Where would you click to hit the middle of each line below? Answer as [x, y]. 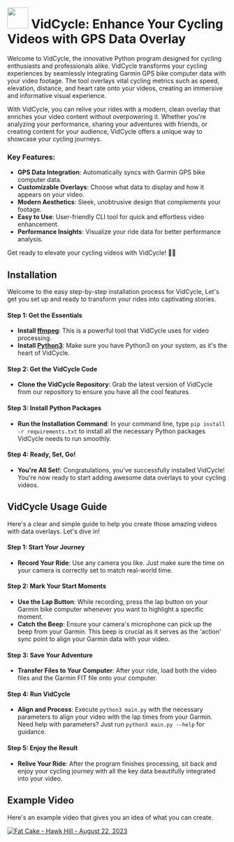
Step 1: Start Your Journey [46, 547]
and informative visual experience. [57, 95]
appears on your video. [51, 195]
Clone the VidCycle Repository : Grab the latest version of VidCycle [115, 384]
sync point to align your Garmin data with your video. [94, 639]
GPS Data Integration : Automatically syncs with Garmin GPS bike [111, 172]
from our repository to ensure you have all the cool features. [104, 392]
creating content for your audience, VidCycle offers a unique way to [105, 131]
